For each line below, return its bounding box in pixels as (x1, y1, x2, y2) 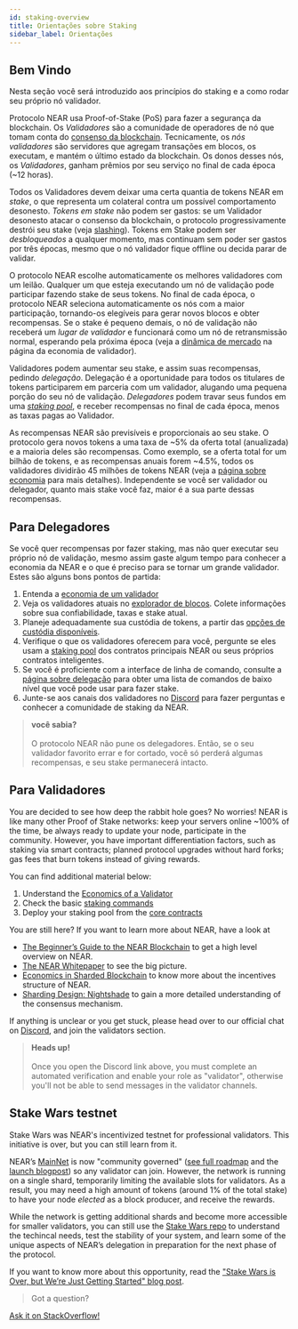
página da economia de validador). (9, 346, 137, 357)
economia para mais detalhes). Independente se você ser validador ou (9, 475, 269, 486)
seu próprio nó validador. (9, 95, 101, 107)
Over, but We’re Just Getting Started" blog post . (9, 1276, 185, 1286)
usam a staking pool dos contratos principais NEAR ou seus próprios (21, 646, 274, 656)
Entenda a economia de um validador (21, 589, 159, 599)
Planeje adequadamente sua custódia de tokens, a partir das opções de (21, 617, 286, 627)
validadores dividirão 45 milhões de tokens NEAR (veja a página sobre (9, 465, 267, 476)
